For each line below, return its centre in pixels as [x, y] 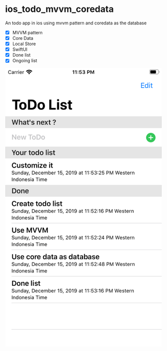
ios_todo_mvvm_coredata [60, 9]
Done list [21, 55]
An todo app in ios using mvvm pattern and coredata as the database [76, 23]
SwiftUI [20, 49]
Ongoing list [25, 61]
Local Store [24, 44]
